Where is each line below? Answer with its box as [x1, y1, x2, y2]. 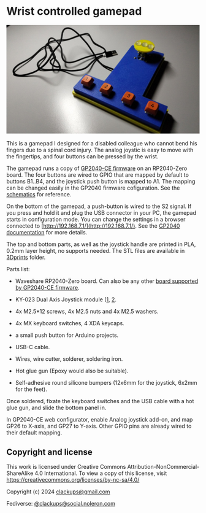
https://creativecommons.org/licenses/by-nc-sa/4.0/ [6, 476, 140, 484]
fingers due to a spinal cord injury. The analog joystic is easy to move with [6, 146, 194, 154]
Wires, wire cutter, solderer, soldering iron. [15, 355, 123, 363]
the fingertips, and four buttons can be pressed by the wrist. [6, 153, 159, 160]
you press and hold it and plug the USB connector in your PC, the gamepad [6, 209, 197, 217]
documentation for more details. [6, 229, 88, 236]
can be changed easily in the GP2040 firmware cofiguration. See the [6, 184, 180, 191]
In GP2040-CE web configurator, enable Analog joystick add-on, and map [6, 416, 193, 423]
